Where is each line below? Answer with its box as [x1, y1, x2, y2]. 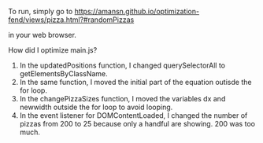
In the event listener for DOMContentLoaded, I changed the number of [19, 111, 248, 120]
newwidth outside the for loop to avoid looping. [19, 102, 173, 112]
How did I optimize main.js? [8, 46, 98, 54]
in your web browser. [8, 31, 77, 39]
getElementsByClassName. [19, 69, 108, 78]
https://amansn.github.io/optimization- [74, 7, 199, 16]
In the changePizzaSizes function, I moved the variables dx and [19, 94, 226, 103]
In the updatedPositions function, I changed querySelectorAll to [19, 60, 226, 70]
